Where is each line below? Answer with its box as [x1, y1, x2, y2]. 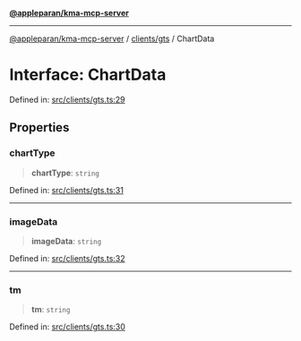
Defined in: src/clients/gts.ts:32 [9, 252, 125, 263]
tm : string [30, 304, 71, 315]
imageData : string [30, 235, 102, 246]
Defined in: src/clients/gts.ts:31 [9, 184, 124, 195]
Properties [9, 120, 70, 135]
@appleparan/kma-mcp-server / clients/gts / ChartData [9, 33, 215, 44]
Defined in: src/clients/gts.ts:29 [9, 94, 125, 105]
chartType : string [30, 167, 100, 178]
